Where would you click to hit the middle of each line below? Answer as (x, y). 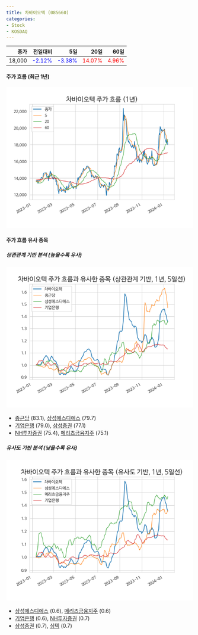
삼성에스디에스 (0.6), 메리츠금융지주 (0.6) (63, 611)
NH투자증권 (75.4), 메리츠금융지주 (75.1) (61, 433)
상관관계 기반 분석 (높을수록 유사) (44, 255)
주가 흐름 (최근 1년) (28, 77)
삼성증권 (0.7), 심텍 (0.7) (43, 626)
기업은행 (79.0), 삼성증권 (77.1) (50, 425)
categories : (21, 19)
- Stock (16, 25)
